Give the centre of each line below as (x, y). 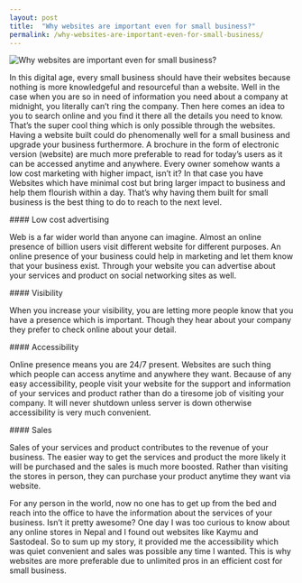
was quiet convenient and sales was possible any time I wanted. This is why (150, 551)
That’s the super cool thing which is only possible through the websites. (142, 125)
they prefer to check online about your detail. (93, 329)
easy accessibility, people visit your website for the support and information (150, 384)
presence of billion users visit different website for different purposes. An (145, 247)
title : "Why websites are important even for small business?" (133, 26)
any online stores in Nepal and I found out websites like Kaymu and (134, 532)
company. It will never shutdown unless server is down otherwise (131, 403)
